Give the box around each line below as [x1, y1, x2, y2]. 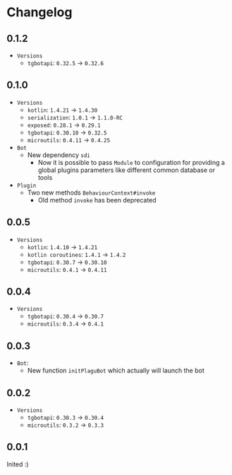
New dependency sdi [27, 150, 91, 159]
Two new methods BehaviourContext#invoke [27, 188, 156, 197]
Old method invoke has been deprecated [37, 195, 157, 204]
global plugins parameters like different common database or [37, 166, 216, 174]
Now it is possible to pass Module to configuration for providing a [37, 158, 225, 166]
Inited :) [6, 459, 29, 468]
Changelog [6, 4, 73, 21]
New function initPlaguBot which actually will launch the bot [27, 366, 205, 375]
